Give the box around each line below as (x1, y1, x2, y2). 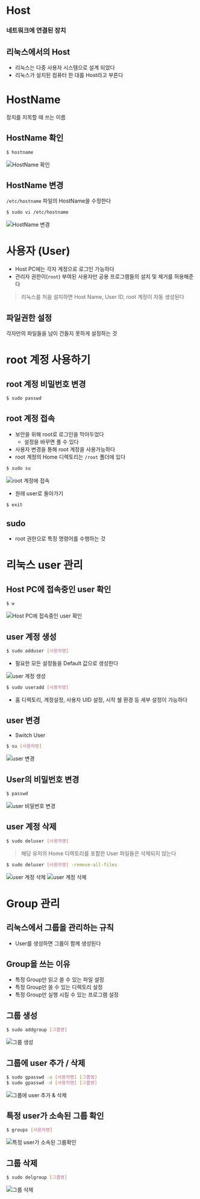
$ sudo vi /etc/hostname (6, 209, 69, 216)
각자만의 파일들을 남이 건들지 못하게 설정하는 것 (6, 330, 117, 337)
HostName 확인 (6, 133, 64, 143)
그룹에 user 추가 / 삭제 (6, 1058, 86, 1068)
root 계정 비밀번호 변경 (6, 379, 86, 389)
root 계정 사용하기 (6, 353, 91, 367)
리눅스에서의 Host (6, 46, 70, 57)
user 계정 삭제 (6, 822, 57, 832)
